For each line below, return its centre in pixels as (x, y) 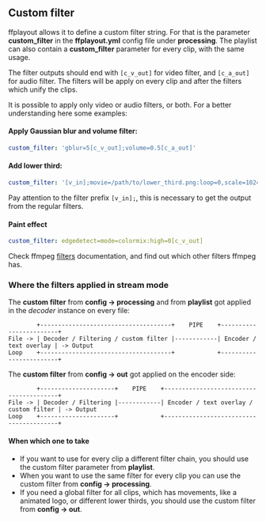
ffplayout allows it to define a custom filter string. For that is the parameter (129, 32)
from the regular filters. (46, 206)
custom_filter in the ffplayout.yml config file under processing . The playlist (133, 40)
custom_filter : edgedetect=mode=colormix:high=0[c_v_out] (106, 241)
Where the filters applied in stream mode (88, 285)
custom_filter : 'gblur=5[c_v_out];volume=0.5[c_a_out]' (102, 148)
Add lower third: (35, 166)
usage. (19, 57)
